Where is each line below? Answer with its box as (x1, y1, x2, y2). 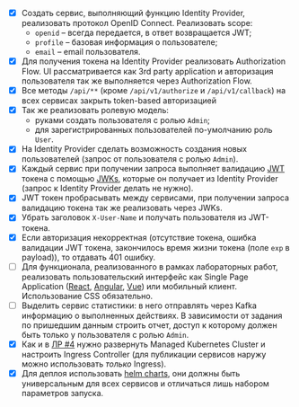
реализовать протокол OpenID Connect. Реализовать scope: (21, 18, 253, 29)
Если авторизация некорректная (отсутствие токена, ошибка (21, 232, 257, 243)
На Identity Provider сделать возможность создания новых (21, 144, 248, 155)
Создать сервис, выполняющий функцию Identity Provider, (21, 8, 246, 18)
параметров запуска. (21, 387, 104, 398)
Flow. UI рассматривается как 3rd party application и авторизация (21, 66, 274, 77)
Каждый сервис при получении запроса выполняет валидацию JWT (21, 164, 285, 174)
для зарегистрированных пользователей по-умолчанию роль (34, 125, 273, 136)
